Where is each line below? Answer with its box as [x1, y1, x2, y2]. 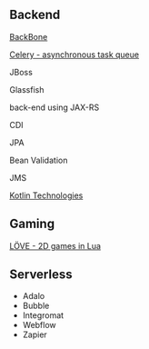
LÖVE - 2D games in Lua [9, 240, 102, 251]
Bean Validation [9, 155, 68, 165]
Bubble [22, 300, 50, 312]
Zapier [22, 329, 47, 340]
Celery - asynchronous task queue [9, 49, 139, 60]
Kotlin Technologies [9, 190, 84, 201]
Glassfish [9, 84, 45, 95]
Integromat [22, 310, 65, 321]
